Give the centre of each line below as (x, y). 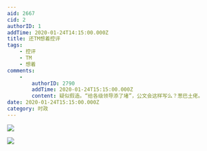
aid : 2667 (21, 13)
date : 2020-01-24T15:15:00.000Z (53, 102)
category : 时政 (28, 109)
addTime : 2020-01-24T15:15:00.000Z (83, 90)
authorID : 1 (24, 26)
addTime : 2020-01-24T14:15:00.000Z (58, 32)
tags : (15, 45)
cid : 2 (16, 20)
